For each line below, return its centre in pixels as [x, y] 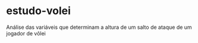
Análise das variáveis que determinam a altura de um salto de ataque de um [99, 27]
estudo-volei [39, 11]
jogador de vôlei [26, 33]
